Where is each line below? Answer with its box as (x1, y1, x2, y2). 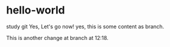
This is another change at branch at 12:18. (6, 34, 109, 41)
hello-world (6, 4, 66, 17)
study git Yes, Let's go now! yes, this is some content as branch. (6, 23, 165, 30)
